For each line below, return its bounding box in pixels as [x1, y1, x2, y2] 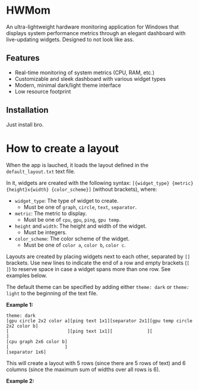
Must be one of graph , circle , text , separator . [23, 203, 137, 210]
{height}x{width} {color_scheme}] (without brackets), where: [6, 185, 157, 193]
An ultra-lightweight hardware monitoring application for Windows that [6, 23, 179, 30]
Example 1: [6, 301, 34, 308]
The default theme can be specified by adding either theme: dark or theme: [6, 283, 189, 290]
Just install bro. [6, 121, 44, 128]
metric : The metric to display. [14, 209, 87, 217]
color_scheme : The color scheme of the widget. [14, 235, 129, 242]
